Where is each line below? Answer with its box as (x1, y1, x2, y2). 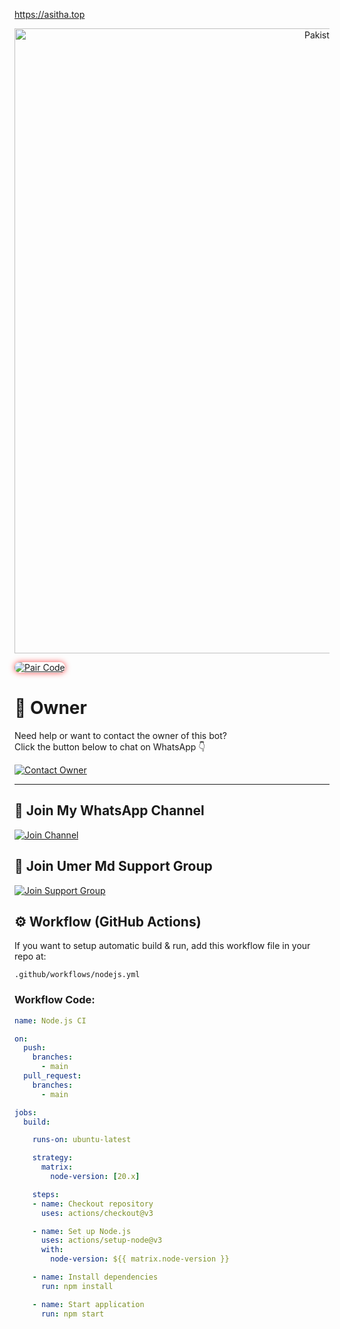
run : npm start (40, 1309, 105, 1319)
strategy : (32, 1153, 74, 1163)
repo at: (14, 950, 47, 963)
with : (40, 1245, 64, 1255)
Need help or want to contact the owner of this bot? (14, 729, 227, 741)
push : (23, 1043, 47, 1053)
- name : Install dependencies (32, 1272, 159, 1283)
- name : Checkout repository (32, 1199, 154, 1209)
